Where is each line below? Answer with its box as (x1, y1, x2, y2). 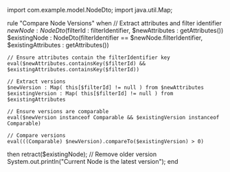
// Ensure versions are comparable (7, 108, 109, 115)
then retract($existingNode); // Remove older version (7, 150, 157, 158)
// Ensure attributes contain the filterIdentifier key (7, 54, 170, 61)
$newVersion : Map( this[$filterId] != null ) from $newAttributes (7, 84, 205, 91)
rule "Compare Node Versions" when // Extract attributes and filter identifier (7, 19, 222, 27)
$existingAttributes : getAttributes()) (7, 41, 110, 49)
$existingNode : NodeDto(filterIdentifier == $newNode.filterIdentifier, (7, 34, 203, 42)
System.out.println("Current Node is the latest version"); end (7, 158, 179, 165)
